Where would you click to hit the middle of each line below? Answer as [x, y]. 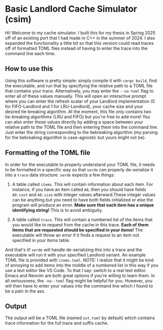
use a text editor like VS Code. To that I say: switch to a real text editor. [76, 270]
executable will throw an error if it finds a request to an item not [76, 235]
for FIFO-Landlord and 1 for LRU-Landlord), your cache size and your [74, 106]
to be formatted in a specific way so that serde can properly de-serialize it [79, 169]
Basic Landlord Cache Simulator [71, 9]
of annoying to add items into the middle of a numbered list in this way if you [82, 265]
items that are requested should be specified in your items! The [77, 230]
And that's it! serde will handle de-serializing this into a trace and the [74, 250]
